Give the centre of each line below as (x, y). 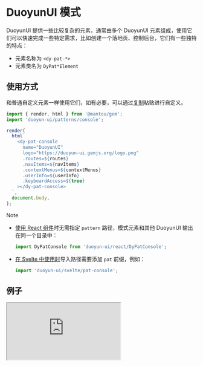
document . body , (31, 198)
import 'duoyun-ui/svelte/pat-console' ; (66, 270)
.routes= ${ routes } (45, 158)
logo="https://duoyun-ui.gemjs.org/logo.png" (80, 153)
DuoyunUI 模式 (44, 12)
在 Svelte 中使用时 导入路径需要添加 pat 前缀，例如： (80, 259)
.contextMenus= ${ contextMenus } (62, 170)
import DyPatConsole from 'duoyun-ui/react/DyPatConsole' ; (91, 247)
